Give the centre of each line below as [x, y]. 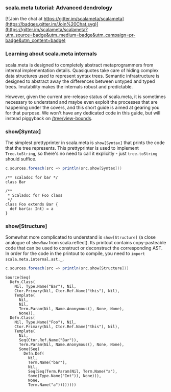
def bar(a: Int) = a [32, 209]
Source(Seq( [18, 278]
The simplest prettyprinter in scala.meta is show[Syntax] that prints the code [85, 143]
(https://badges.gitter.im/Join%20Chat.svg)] [52, 24]
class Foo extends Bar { [32, 204]
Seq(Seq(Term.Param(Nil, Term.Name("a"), [72, 371]
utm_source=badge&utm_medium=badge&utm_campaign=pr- [70, 35]
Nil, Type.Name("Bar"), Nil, [45, 286]
